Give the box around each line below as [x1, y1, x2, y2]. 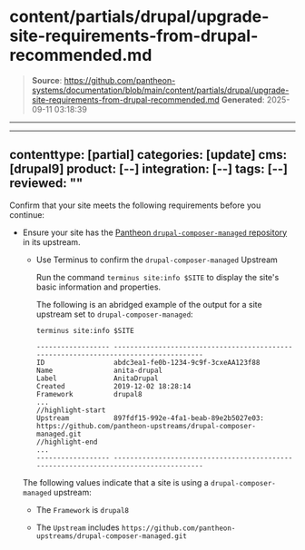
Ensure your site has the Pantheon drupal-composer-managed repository [22, 227, 288, 238]
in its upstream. [22, 236, 81, 247]
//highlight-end [35, 437, 98, 447]
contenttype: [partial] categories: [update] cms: [9, 147, 288, 162]
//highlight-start [35, 406, 106, 415]
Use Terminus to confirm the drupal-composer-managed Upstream [35, 254, 279, 265]
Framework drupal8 [35, 389, 143, 398]
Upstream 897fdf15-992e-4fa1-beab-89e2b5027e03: [35, 413, 265, 423]
